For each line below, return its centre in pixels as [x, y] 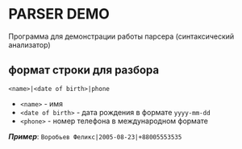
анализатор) [29, 44]
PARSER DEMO [59, 14]
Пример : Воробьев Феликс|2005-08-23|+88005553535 [95, 136]
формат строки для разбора [84, 70]
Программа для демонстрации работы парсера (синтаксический [121, 36]
